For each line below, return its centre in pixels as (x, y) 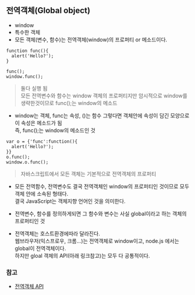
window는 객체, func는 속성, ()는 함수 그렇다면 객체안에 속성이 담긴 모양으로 (102, 115)
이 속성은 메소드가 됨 (38, 123)
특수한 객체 (27, 32)
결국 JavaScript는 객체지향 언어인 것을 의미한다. (70, 201)
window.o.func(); (27, 162)
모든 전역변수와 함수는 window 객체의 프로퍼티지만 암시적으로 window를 (104, 96)
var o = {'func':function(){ (42, 141)
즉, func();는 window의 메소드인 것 (55, 130)
